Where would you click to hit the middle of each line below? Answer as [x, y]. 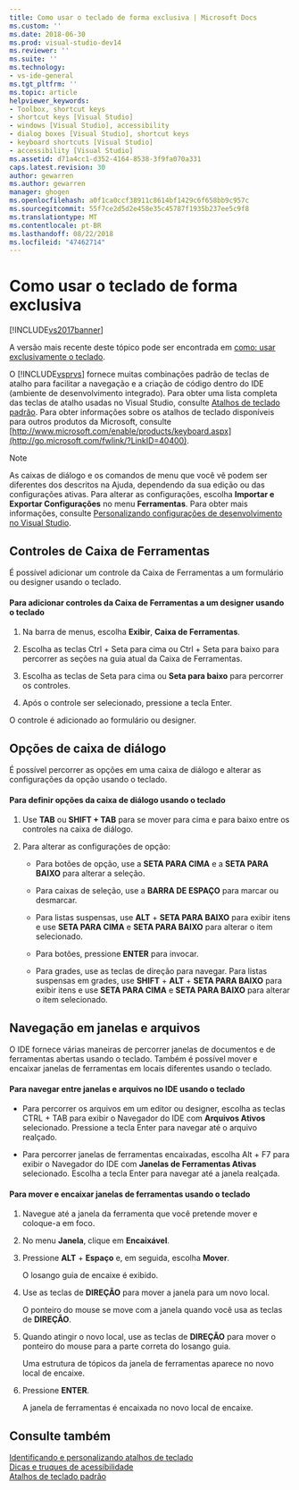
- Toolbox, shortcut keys [57, 109]
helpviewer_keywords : [50, 101]
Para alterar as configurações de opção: [96, 847]
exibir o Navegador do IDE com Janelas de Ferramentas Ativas [139, 1164]
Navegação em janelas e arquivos [105, 1028]
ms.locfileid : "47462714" [57, 242]
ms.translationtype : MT [54, 217]
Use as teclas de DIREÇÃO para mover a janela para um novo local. [146, 1292]
